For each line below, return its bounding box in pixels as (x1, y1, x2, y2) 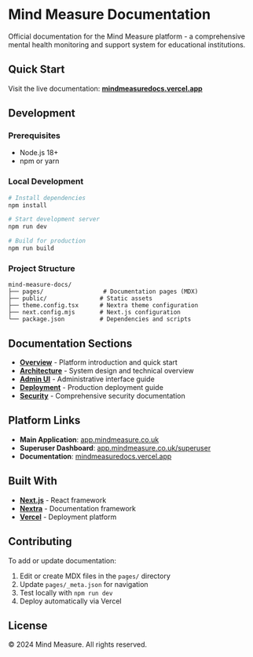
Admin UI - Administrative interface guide (19, 374, 155, 384)
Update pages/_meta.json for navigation (19, 579, 148, 588)
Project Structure (8, 262, 75, 273)
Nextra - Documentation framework (19, 503, 136, 513)
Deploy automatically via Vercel (19, 596, 122, 606)
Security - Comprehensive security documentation (19, 392, 186, 401)
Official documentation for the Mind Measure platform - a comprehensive (8, 32, 246, 41)
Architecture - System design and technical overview (19, 366, 194, 376)
